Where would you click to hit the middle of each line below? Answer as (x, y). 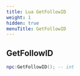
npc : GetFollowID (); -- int (40, 67)
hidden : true (23, 23)
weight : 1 (19, 17)
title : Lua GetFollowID (36, 12)
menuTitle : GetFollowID (36, 29)
